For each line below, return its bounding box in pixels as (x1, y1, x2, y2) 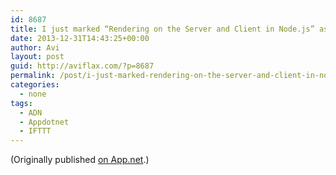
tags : (10, 98, 33, 108)
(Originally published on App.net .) (10, 154, 150, 166)
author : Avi (10, 42, 60, 53)
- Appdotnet (19, 117, 70, 127)
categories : (10, 80, 60, 90)
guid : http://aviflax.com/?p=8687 (10, 61, 155, 71)
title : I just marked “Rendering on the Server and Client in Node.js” (10, 24, 315, 34)
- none (19, 89, 47, 99)
